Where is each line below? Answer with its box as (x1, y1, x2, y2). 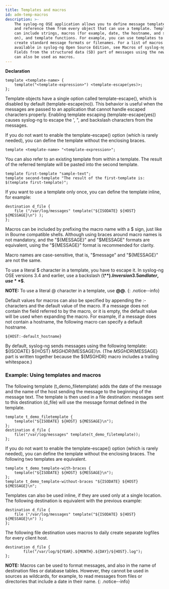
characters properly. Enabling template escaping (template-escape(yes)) (5, 112, 156, 118)
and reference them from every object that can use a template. (14, 26, 152, 31)
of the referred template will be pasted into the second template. (5, 162, 139, 168)
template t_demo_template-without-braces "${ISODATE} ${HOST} (5, 479, 138, 484)
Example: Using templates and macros (5, 371, 102, 379)
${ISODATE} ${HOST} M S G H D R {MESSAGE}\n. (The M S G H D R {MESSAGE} (5, 348, 158, 354)
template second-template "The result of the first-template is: (5, 176, 145, 181)
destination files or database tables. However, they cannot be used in (5, 567, 149, 573)
